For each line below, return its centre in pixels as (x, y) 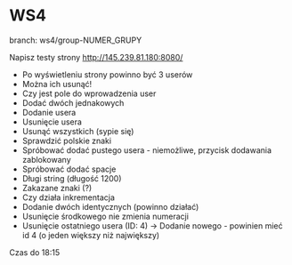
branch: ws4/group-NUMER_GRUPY (76, 40)
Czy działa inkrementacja (69, 197)
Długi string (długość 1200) (72, 178)
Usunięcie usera (52, 122)
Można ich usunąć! (57, 84)
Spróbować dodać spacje (69, 169)
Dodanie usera (49, 112)
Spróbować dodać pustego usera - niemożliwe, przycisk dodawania (147, 150)
